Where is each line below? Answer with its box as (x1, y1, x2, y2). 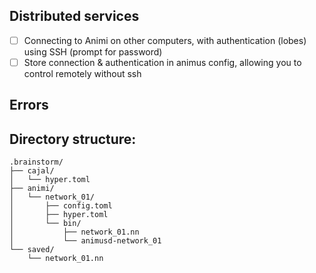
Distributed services (9, 8, 140, 25)
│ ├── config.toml (9, 201, 113, 211)
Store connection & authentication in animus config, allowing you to (23, 56, 302, 68)
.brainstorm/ (9, 157, 64, 168)
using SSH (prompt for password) (23, 45, 163, 58)
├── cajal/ (9, 166, 55, 176)
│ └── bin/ (9, 219, 82, 229)
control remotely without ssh (23, 67, 142, 79)
